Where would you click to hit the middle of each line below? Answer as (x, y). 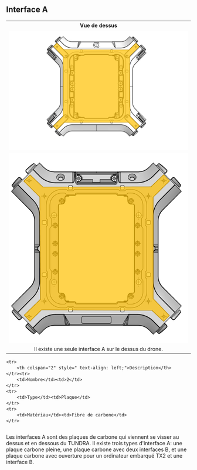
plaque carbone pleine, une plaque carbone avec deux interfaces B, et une (96, 449)
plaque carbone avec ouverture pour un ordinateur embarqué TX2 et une (94, 456)
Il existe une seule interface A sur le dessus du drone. (98, 349)
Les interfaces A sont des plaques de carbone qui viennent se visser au (93, 437)
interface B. (20, 462)
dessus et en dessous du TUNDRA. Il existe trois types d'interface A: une (94, 443)
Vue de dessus (98, 25)
